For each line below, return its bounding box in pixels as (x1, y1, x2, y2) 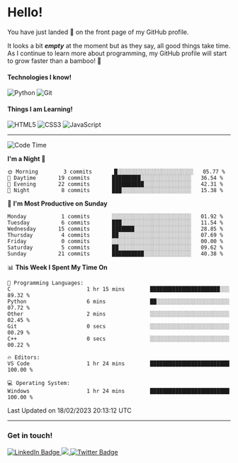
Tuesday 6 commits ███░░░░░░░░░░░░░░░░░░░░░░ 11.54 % (7, 219, 223, 227)
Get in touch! (7, 430, 53, 440)
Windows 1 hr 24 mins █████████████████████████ (7, 388, 230, 395)
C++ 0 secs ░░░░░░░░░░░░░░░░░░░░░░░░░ (7, 335, 230, 342)
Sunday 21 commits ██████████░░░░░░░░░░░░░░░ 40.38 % (7, 250, 223, 257)
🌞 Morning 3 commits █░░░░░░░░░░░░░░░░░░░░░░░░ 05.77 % (7, 168, 225, 176)
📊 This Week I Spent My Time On (7, 263, 108, 272)
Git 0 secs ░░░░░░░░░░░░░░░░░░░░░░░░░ (7, 323, 230, 330)
